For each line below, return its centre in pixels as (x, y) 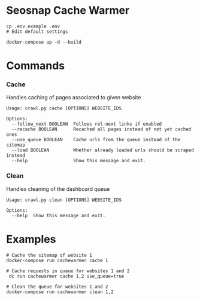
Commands (36, 66)
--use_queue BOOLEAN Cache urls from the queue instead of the (96, 140)
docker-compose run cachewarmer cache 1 (57, 260)
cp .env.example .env (33, 26)
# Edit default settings (37, 31)
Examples (31, 239)
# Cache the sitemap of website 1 (49, 255)
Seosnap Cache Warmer (68, 10)
